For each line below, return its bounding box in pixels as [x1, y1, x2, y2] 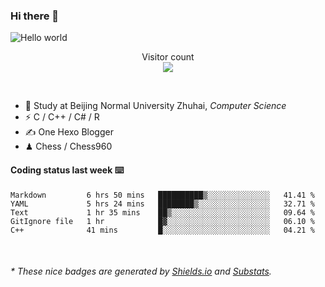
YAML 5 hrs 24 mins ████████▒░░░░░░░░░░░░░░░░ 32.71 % [10, 199, 315, 209]
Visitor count [141, 51, 195, 63]
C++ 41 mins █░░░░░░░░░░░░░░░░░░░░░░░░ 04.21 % [10, 225, 315, 235]
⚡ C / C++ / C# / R [24, 111, 100, 123]
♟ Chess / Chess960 [24, 140, 113, 153]
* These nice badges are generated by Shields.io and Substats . [10, 265, 272, 278]
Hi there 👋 [10, 9, 60, 23]
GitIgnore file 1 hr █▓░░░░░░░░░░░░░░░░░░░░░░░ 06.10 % [10, 216, 315, 226]
